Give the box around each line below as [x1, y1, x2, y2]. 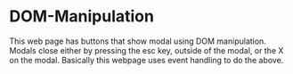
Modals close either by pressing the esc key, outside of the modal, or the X [9, 45, 284, 55]
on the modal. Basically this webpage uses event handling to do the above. [9, 54, 284, 65]
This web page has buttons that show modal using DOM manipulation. [9, 36, 267, 46]
